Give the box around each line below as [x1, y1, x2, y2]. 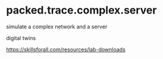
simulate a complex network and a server [6, 23, 108, 30]
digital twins [6, 34, 36, 41]
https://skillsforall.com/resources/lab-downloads [6, 45, 126, 53]
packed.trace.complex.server [6, 4, 157, 17]
